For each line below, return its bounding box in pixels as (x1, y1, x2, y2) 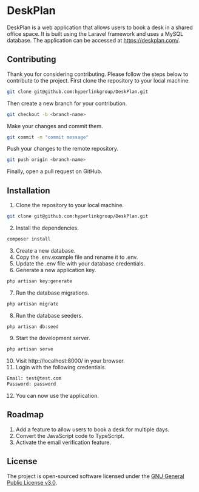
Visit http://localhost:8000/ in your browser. (15, 357, 125, 364)
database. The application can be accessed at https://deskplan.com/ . (7, 36, 181, 44)
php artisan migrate (7, 301, 59, 307)
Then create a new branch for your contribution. (7, 100, 127, 107)
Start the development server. (15, 335, 90, 342)
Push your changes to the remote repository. (7, 145, 119, 152)
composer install (7, 236, 51, 242)
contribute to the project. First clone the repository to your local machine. (7, 77, 190, 84)
